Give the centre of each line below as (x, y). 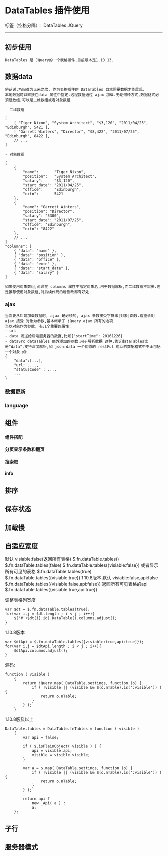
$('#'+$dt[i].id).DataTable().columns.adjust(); (66, 618)
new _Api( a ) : (49, 803)
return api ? (37, 799)
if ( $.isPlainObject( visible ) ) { (62, 746)
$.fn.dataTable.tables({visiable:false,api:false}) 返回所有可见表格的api (76, 584)
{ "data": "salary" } (36, 273)
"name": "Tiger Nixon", (54, 172)
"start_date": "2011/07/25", (53, 220)
